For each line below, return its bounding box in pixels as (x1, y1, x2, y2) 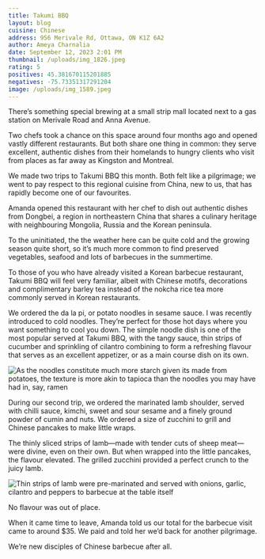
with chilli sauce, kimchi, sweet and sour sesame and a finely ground (8, 406, 233, 416)
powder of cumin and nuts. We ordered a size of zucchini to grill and (8, 415, 232, 424)
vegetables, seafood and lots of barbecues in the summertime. (8, 253, 214, 262)
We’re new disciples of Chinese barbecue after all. (8, 542, 172, 551)
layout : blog (8, 19, 51, 27)
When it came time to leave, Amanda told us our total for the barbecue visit (8, 518, 253, 527)
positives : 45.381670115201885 (8, 70, 112, 78)
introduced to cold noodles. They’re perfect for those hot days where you (8, 317, 248, 326)
